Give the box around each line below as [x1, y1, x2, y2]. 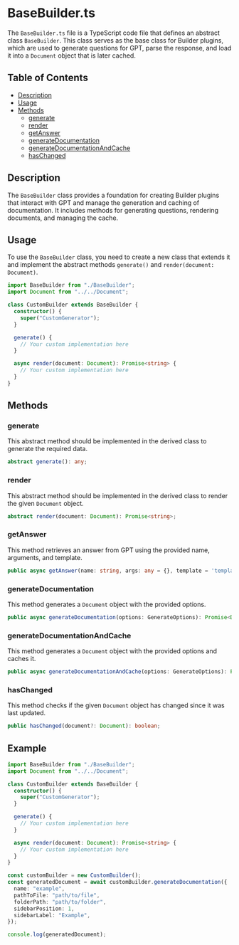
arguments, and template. [7, 553, 83, 561]
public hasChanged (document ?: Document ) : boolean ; [7, 722, 161, 730]
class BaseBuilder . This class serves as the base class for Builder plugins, [7, 36, 224, 44]
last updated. [7, 709, 46, 717]
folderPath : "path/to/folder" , [14, 898, 107, 905]
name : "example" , [14, 885, 65, 892]
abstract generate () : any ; [7, 458, 87, 465]
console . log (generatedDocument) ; [7, 931, 107, 939]
